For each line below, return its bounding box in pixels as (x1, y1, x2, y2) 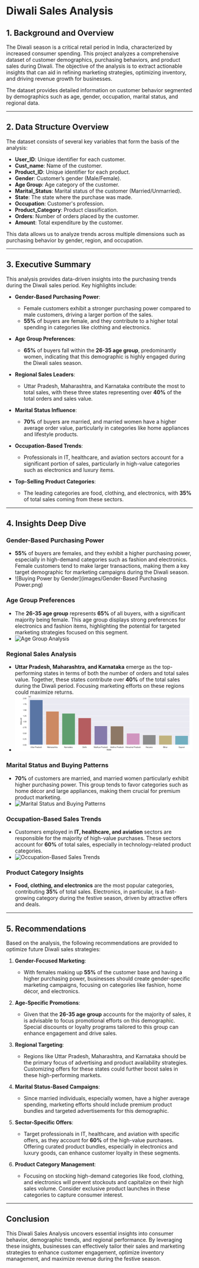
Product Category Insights (6, 868, 84, 876)
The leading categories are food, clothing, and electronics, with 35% (23, 489, 192, 496)
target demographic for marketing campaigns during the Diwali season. (14, 569, 190, 576)
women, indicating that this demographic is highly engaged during (23, 353, 185, 360)
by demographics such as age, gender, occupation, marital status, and (6, 93, 178, 100)
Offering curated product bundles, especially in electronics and (23, 1143, 178, 1150)
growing (14, 895, 36, 902)
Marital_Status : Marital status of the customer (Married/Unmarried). (14, 187, 182, 194)
